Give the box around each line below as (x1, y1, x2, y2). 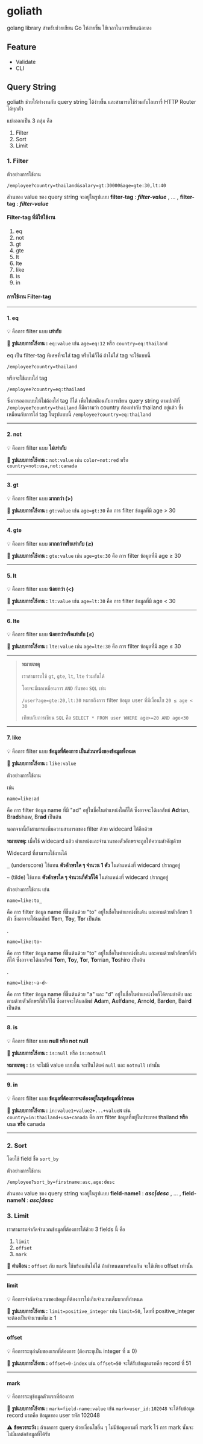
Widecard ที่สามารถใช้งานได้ (7, 849, 67, 857)
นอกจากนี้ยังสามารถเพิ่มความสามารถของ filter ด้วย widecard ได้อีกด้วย (7, 825, 152, 832)
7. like (7, 734, 22, 741)
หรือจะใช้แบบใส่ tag (7, 374, 48, 382)
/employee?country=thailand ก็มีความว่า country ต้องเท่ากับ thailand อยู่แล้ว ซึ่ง (7, 404, 184, 411)
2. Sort (7, 1142, 27, 1150)
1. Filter (7, 157, 29, 165)
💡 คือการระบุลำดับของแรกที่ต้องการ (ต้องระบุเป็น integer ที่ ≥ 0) (7, 1347, 137, 1355)
